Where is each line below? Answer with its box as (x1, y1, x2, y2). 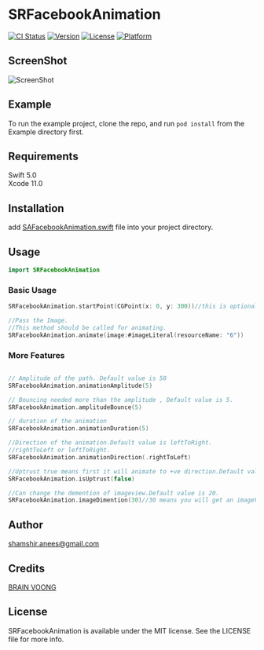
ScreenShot (8, 54, 68, 68)
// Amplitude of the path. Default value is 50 (8, 374, 167, 382)
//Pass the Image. (8, 316, 68, 325)
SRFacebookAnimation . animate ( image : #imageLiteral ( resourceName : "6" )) (8, 331, 244, 339)
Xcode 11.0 (8, 179, 43, 188)
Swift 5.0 (8, 170, 37, 180)
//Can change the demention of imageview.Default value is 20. (8, 489, 220, 497)
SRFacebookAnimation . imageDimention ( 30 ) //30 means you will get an (8, 496, 234, 504)
